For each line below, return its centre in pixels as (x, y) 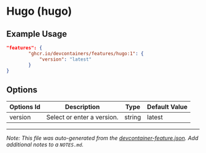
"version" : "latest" (65, 59)
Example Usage (37, 34)
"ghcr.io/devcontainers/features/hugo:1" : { (86, 53)
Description (82, 107)
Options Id (25, 107)
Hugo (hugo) (39, 11)
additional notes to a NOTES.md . (45, 144)
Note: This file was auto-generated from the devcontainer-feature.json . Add (102, 138)
